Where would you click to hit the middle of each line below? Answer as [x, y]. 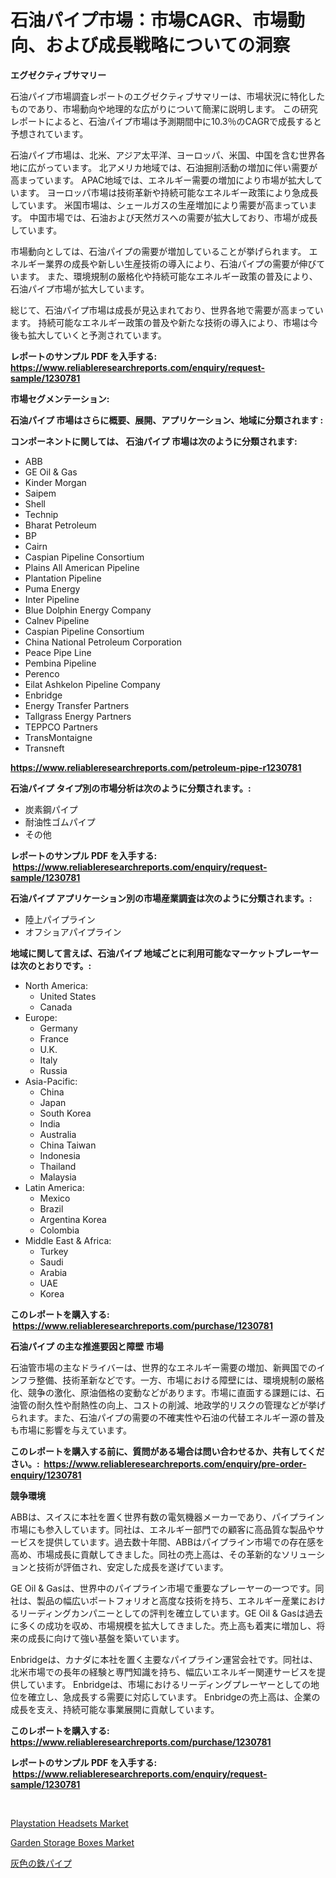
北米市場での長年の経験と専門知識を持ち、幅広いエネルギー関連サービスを [163, 1672]
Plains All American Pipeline [82, 567]
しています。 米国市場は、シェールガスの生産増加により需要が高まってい [159, 205]
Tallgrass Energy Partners [78, 716]
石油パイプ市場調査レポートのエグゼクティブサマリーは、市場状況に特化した [168, 96]
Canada [56, 1007]
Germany [58, 1028]
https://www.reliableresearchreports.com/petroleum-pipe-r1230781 [156, 767]
